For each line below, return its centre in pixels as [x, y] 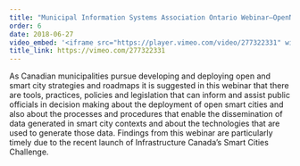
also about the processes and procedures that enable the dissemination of [146, 114]
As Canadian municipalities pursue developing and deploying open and [140, 76]
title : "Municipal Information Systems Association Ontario [124, 17]
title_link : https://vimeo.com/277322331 [87, 51]
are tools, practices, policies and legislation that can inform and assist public [150, 95]
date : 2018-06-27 [42, 34]
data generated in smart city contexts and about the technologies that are [145, 124]
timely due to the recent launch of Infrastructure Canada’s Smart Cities [139, 143]
